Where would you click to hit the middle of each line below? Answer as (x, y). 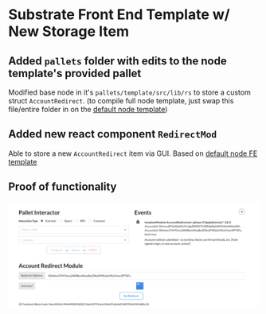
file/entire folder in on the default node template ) (88, 109)
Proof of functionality (63, 187)
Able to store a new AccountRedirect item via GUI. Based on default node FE (133, 153)
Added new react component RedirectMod (113, 134)
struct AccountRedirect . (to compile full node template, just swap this (121, 101)
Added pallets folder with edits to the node (117, 61)
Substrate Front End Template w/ (119, 15)
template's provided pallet (75, 73)
